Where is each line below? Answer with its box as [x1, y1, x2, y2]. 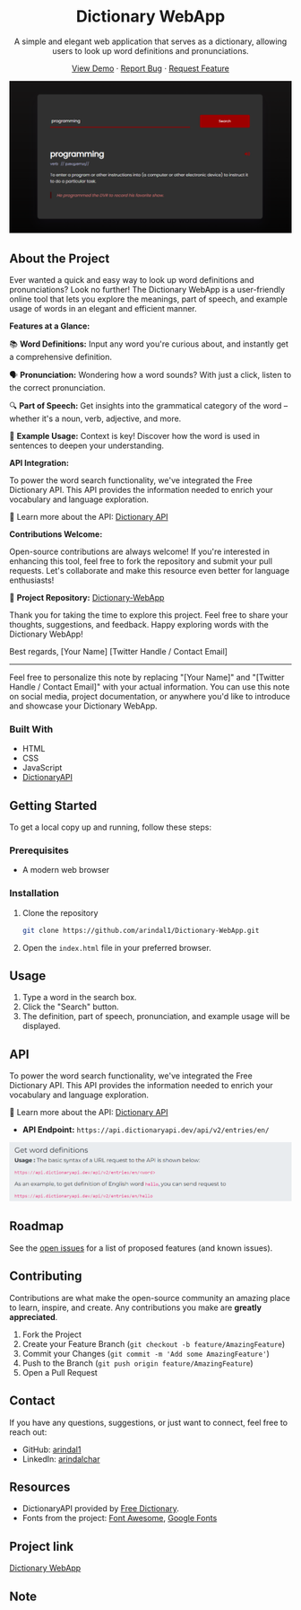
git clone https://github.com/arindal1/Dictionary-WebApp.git [21, 926, 260, 935]
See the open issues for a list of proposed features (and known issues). [9, 1242, 273, 1254]
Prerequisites [9, 844, 69, 857]
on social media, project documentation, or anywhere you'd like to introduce [9, 691, 291, 701]
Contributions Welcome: [9, 528, 103, 540]
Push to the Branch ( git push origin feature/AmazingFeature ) [21, 1358, 254, 1368]
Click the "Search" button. [21, 1001, 119, 1012]
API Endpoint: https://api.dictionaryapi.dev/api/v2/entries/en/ [21, 1124, 270, 1135]
